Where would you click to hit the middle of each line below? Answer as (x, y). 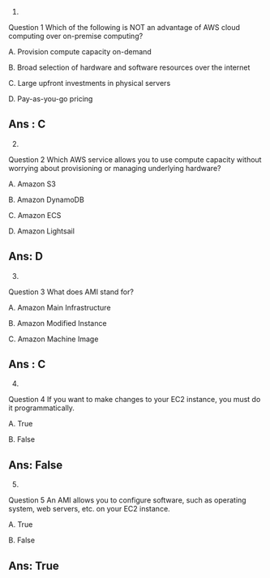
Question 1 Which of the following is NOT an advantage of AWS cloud (124, 27)
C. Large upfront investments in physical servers (90, 83)
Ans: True (34, 565)
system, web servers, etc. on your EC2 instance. (89, 509)
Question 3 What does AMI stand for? (71, 292)
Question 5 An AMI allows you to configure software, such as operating (127, 500)
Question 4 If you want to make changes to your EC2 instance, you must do (135, 400)
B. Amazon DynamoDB (47, 199)
